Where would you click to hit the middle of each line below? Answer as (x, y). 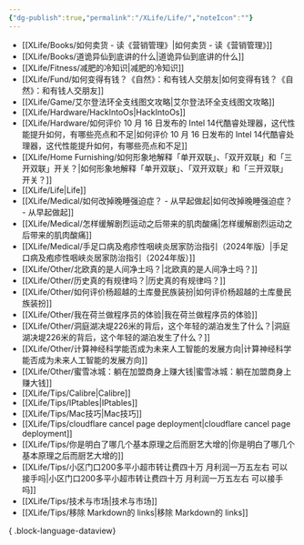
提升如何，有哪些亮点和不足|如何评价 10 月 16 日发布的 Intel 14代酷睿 (158, 134)
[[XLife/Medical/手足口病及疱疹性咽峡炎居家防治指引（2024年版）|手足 (155, 246)
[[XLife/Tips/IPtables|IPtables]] (80, 402)
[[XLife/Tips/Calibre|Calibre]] (76, 393)
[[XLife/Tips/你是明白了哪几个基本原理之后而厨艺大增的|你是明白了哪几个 (158, 444)
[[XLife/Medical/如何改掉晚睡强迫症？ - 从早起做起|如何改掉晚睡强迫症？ (157, 200)
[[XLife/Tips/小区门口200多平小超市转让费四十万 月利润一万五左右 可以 (155, 467)
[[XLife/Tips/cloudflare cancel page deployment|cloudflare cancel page (156, 423)
